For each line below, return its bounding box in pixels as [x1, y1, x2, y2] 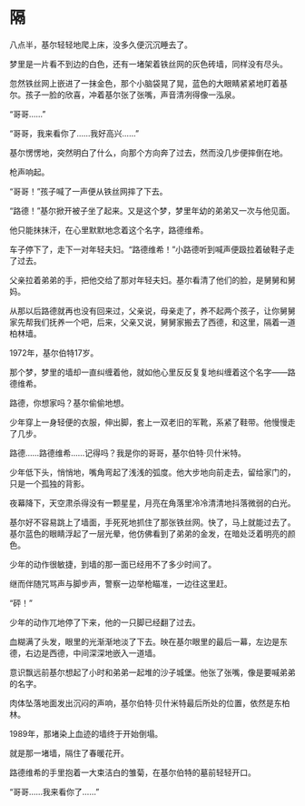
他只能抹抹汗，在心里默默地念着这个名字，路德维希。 [9, 224, 209, 236]
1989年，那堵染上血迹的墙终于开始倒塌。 [9, 728, 163, 739]
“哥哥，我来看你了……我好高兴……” [9, 127, 139, 138]
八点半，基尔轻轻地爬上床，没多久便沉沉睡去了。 [9, 39, 192, 50]
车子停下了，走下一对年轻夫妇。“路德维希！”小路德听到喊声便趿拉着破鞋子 [9, 244, 288, 255]
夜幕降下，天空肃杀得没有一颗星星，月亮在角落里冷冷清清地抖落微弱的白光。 [9, 497, 296, 509]
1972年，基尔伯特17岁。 [9, 347, 99, 358]
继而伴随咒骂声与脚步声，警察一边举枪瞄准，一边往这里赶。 [9, 578, 232, 589]
